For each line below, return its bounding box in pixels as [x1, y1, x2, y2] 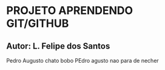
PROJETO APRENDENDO [6, 4, 133, 18]
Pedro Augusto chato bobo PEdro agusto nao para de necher [6, 57, 159, 64]
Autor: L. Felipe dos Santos [6, 41, 110, 51]
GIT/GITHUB [6, 16, 69, 30]
